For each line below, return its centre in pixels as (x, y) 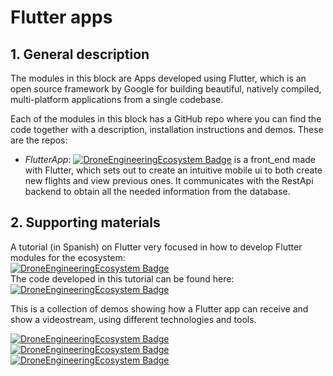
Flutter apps (61, 17)
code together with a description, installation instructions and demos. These (167, 129)
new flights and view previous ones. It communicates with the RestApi (169, 180)
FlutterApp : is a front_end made (170, 159)
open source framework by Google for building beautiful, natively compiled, (166, 89)
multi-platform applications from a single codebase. (117, 99)
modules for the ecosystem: (68, 257)
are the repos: (39, 140)
